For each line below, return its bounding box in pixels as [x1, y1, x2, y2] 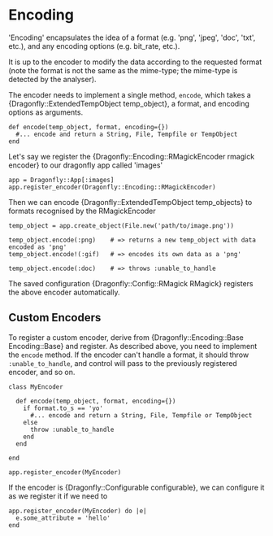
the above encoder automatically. [8, 287, 120, 297]
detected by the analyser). [8, 74, 97, 84]
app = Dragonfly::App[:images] [8, 176, 115, 184]
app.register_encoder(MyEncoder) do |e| [8, 507, 148, 515]
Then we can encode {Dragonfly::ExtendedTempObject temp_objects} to [8, 197, 253, 207]
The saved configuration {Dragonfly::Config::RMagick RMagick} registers [8, 278, 253, 288]
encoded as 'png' [8, 242, 67, 251]
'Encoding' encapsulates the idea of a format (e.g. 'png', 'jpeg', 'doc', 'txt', [8, 33, 256, 42]
